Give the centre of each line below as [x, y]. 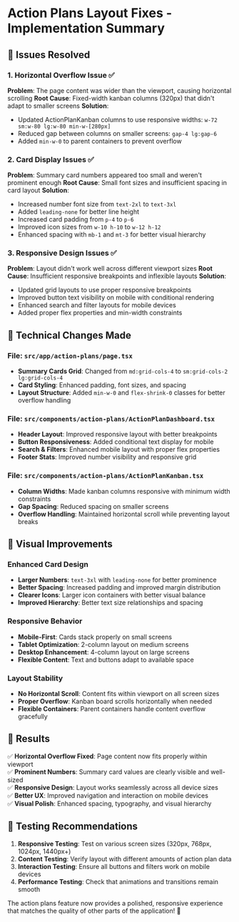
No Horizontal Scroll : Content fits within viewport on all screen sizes [118, 694]
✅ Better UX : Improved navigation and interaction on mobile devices [108, 795]
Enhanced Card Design [48, 565]
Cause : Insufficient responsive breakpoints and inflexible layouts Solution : [117, 276]
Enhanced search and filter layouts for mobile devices [97, 305]
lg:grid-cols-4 [40, 378]
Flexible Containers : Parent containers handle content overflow [111, 709]
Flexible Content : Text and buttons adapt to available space [106, 660]
